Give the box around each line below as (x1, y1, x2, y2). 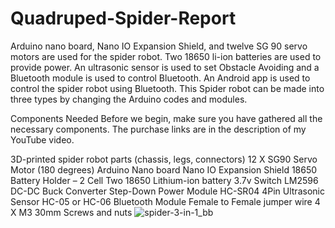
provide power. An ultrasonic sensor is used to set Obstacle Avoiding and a (10, 61, 320, 73)
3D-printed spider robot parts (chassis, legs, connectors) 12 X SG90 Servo (10, 153, 318, 165)
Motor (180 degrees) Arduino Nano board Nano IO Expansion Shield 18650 (10, 163, 318, 176)
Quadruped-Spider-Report (10, 7, 237, 30)
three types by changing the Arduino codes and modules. (10, 93, 248, 105)
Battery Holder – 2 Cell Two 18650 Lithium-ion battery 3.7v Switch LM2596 (10, 174, 319, 186)
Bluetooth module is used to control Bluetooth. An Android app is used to (10, 72, 311, 84)
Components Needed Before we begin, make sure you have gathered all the (10, 112, 323, 124)
